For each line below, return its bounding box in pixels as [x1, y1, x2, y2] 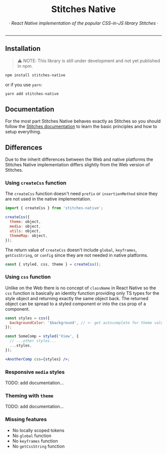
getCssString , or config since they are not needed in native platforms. [5, 252, 148, 258]
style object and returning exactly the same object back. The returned [5, 295, 149, 301]
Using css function [5, 273, 51, 280]
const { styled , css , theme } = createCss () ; [5, 262, 101, 267]
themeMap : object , [9, 233, 48, 238]
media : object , [9, 224, 41, 229]
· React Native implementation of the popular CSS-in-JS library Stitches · [8, 20, 159, 26]
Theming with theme [5, 392, 54, 399]
